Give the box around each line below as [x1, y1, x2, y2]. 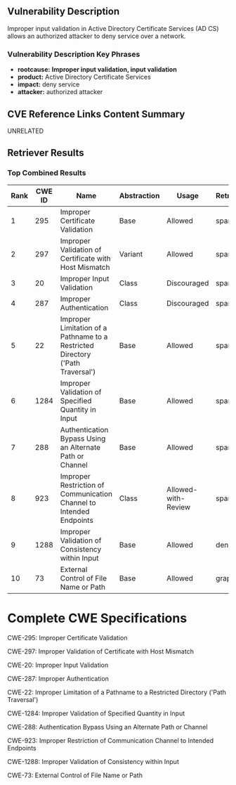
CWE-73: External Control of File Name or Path [7, 771, 143, 779]
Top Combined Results [7, 168, 86, 178]
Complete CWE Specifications [7, 610, 188, 626]
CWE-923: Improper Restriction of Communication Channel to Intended [7, 736, 214, 744]
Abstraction [119, 190, 160, 200]
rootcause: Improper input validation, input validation [17, 65, 177, 74]
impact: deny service [17, 80, 80, 89]
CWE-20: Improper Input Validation [7, 661, 109, 669]
